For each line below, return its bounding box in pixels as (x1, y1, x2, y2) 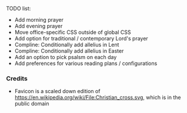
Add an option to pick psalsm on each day (14, 54, 117, 60)
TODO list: (6, 5, 31, 12)
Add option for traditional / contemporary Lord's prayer (14, 35, 148, 42)
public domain (14, 100, 49, 107)
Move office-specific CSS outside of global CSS (14, 29, 131, 36)
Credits (6, 74, 28, 83)
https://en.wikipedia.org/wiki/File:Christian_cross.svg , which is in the (14, 94, 181, 101)
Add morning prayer (14, 16, 64, 23)
